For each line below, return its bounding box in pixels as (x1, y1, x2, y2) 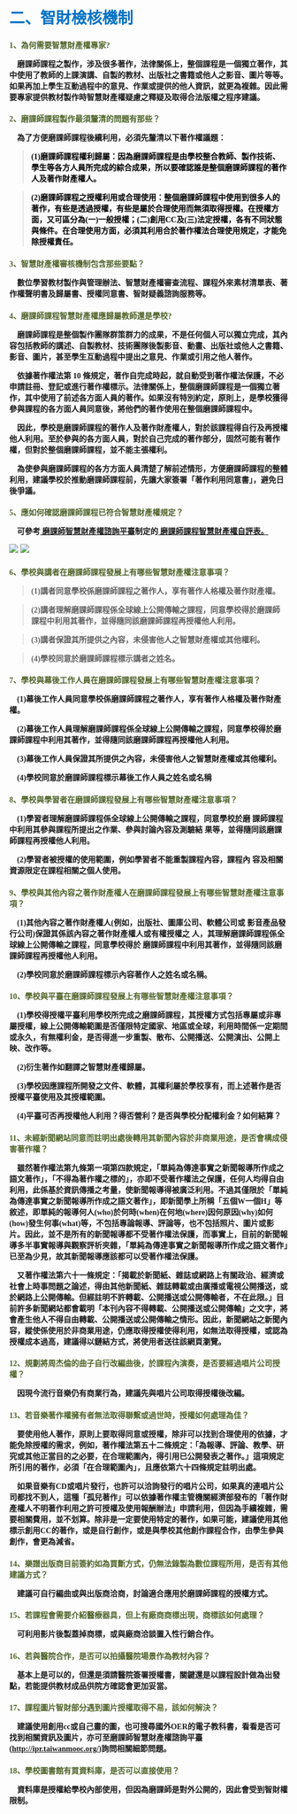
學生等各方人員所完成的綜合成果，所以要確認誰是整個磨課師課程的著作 (30, 163, 287, 173)
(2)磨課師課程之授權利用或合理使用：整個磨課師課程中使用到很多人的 (30, 193, 281, 203)
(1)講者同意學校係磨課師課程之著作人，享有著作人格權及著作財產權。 (30, 586, 281, 596)
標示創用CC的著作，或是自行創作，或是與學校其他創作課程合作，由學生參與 (9, 1525, 285, 1535)
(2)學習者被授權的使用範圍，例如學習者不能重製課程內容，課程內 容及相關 (17, 855, 284, 864)
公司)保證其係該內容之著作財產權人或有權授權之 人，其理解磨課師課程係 (16, 929, 278, 939)
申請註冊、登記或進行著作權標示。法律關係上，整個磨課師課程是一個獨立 (9, 382, 272, 391)
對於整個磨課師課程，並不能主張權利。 (32, 445, 172, 454)
